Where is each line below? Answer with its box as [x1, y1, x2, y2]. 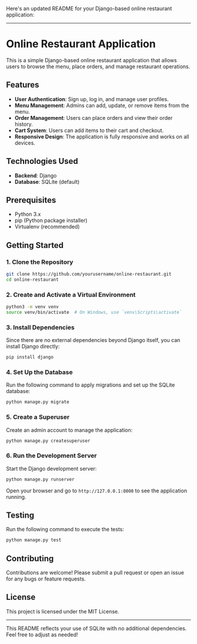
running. [6, 493, 26, 500]
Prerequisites [6, 195, 56, 205]
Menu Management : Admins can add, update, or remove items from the [14, 102, 189, 109]
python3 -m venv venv [6, 304, 59, 310]
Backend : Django [14, 172, 57, 179]
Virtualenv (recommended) [14, 223, 80, 230]
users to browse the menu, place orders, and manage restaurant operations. [6, 63, 191, 70]
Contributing [6, 554, 54, 563]
